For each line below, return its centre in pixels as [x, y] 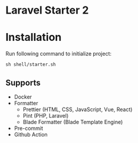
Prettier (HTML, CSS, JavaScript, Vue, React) [78, 109]
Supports [23, 82]
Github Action [31, 134]
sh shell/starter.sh [31, 65]
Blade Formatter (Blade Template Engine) [73, 122]
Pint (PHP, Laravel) [46, 115]
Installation [34, 38]
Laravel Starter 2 [47, 10]
